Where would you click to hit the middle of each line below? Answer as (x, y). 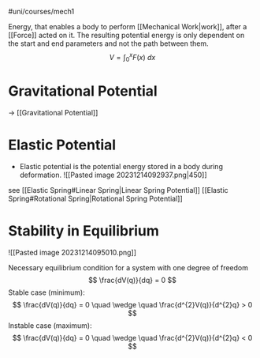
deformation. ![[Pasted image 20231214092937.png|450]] (113, 175)
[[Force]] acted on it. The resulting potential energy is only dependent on (126, 35)
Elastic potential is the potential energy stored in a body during (121, 167)
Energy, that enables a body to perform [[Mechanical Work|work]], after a (128, 26)
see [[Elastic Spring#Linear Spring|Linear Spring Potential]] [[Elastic (118, 190)
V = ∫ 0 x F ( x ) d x (132, 58)
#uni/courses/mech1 (41, 11)
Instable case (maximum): (50, 326)
